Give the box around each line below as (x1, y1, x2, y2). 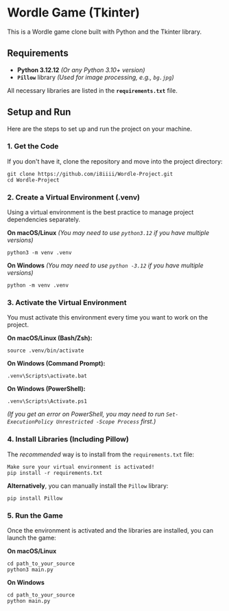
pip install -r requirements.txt (7, 469, 103, 476)
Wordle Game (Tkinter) (7, 5, 141, 21)
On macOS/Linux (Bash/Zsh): (7, 334, 93, 342)
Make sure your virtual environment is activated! (7, 463, 155, 470)
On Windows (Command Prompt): (7, 359, 106, 368)
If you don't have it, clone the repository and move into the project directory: (7, 157, 223, 166)
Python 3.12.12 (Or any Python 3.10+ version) (16, 65, 145, 74)
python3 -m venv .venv (7, 249, 72, 256)
